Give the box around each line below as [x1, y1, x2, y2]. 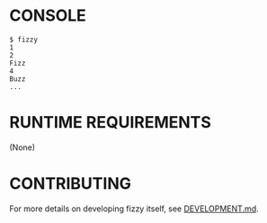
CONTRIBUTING [9, 174, 132, 194]
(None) [9, 141, 36, 153]
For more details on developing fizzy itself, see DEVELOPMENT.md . [9, 203, 259, 214]
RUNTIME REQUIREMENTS [9, 112, 211, 133]
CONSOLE [9, 5, 87, 26]
